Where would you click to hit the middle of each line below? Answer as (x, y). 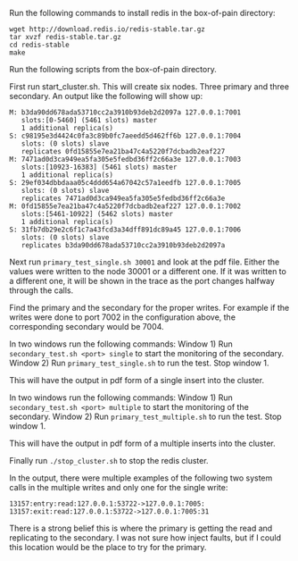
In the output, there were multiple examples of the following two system (141, 478)
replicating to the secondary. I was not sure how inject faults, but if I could (145, 538)
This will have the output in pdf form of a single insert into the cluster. (137, 380)
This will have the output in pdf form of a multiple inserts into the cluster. (142, 443)
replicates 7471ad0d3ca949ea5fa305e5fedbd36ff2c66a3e (123, 198)
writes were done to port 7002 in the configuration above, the (123, 317)
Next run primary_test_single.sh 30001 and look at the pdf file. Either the (145, 262)
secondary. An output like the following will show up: (106, 96)
